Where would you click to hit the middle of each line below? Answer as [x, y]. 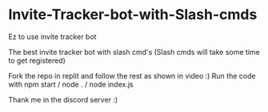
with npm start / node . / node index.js [71, 84]
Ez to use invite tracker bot [52, 37]
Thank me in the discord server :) [63, 99]
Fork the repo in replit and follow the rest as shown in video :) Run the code [132, 75]
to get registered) [37, 60]
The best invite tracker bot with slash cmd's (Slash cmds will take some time [134, 52]
